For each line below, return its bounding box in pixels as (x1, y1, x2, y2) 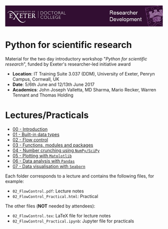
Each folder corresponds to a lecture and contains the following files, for (5, 173, 154, 179)
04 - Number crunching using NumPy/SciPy (12, 147, 100, 153)
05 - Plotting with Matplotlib (12, 152, 72, 158)
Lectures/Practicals (5, 109, 89, 121)
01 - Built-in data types (12, 131, 60, 137)
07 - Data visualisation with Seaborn (12, 163, 86, 169)
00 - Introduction (12, 126, 48, 132)
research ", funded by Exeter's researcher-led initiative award (5, 61, 131, 67)
